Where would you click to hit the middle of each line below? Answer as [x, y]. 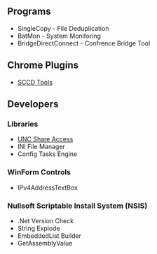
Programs [29, 12]
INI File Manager [41, 147]
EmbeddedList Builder [49, 235]
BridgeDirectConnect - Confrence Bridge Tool [84, 43]
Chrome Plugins [43, 65]
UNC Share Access [45, 139]
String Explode [39, 228]
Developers [33, 104]
